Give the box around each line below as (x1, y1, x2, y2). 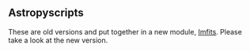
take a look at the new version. (8, 35, 108, 45)
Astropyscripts (8, 6, 85, 20)
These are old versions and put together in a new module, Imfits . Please (8, 27, 243, 36)
